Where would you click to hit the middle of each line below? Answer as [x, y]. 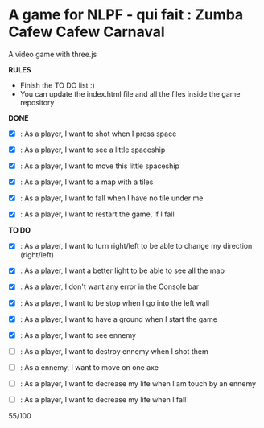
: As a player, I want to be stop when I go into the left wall [115, 302]
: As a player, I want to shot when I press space [98, 134]
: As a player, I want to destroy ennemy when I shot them [114, 351]
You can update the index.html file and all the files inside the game [130, 93]
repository [37, 102]
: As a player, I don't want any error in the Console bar [109, 286]
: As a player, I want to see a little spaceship [93, 150]
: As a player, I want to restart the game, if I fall [97, 214]
